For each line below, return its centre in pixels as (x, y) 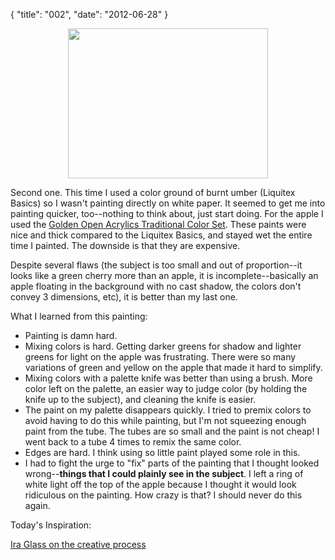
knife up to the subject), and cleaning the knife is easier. (140, 399)
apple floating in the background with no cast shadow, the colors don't (156, 286)
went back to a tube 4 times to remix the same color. (133, 442)
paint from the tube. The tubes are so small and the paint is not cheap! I (172, 431)
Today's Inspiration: (51, 525)
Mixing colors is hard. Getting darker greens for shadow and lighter (163, 346)
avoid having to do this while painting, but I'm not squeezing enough (165, 420)
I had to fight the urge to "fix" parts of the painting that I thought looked (172, 463)
